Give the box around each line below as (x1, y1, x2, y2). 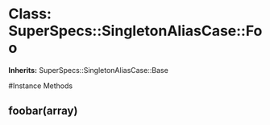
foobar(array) (8, 104, 78, 118)
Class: (8, 5, 52, 23)
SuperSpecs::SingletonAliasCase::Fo (8, 22, 263, 40)
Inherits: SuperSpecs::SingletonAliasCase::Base (8, 65, 169, 75)
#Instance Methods (8, 81, 73, 91)
